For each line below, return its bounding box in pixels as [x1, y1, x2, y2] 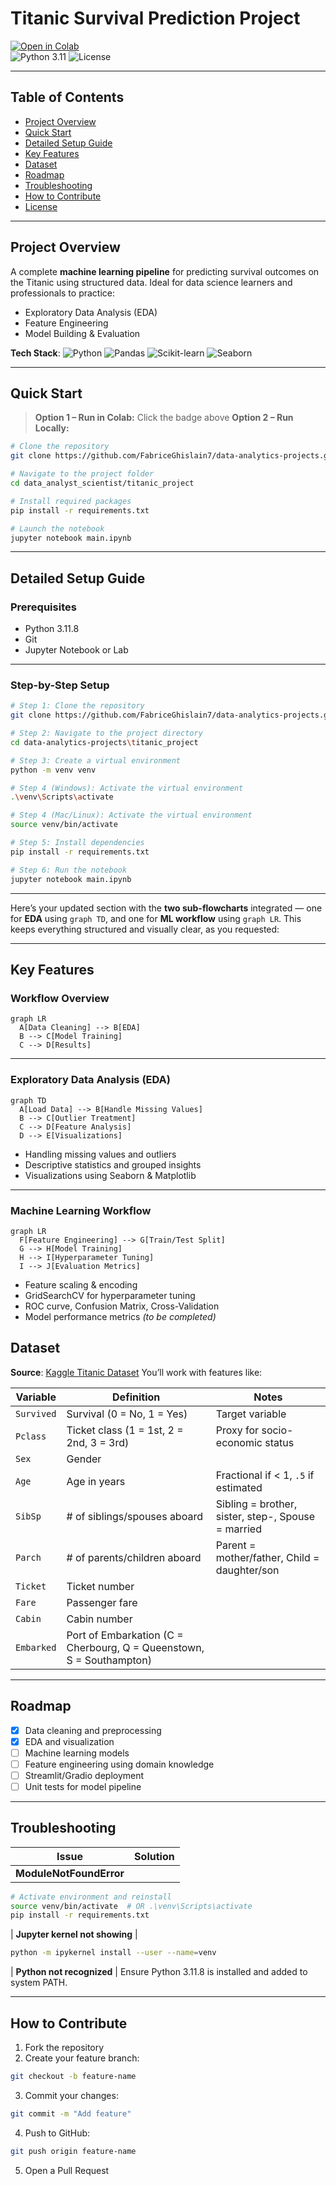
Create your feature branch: [24, 2052, 140, 2064]
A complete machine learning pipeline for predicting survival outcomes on [10, 265, 320, 277]
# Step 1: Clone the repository [10, 701, 145, 711]
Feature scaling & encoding [24, 1278, 138, 1291]
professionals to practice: [10, 287, 115, 299]
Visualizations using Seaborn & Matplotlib [24, 1169, 197, 1181]
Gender [66, 1452, 102, 1466]
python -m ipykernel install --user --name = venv [10, 1948, 217, 1958]
